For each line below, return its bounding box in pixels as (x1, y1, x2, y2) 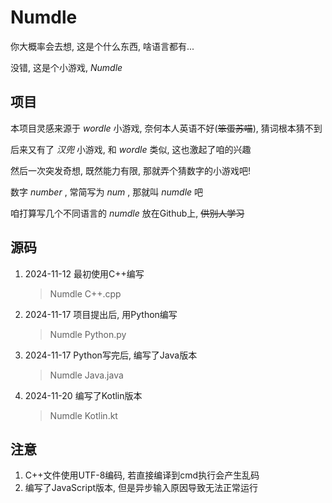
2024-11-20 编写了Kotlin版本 (24, 389, 143, 401)
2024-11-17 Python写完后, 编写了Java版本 (24, 349, 198, 361)
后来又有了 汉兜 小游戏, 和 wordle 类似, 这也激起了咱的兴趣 (10, 143, 252, 155)
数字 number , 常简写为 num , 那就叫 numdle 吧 (10, 186, 204, 198)
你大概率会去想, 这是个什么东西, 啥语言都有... (10, 40, 195, 52)
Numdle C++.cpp (49, 287, 122, 300)
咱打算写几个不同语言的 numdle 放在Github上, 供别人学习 (10, 207, 245, 219)
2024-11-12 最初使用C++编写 (24, 267, 145, 280)
